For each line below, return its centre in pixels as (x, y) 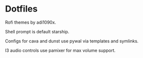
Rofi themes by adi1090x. (31, 22)
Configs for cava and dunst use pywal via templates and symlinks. (72, 41)
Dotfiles (21, 9)
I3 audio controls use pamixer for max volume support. (60, 50)
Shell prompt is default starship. (37, 31)
